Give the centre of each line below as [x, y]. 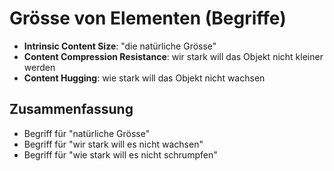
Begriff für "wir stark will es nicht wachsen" [113, 144]
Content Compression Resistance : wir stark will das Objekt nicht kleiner [173, 56]
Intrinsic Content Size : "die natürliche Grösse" [120, 46]
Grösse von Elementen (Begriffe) [148, 18]
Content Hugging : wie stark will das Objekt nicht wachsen [144, 78]
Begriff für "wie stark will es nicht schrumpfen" [120, 154]
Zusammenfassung [71, 109]
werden [39, 67]
